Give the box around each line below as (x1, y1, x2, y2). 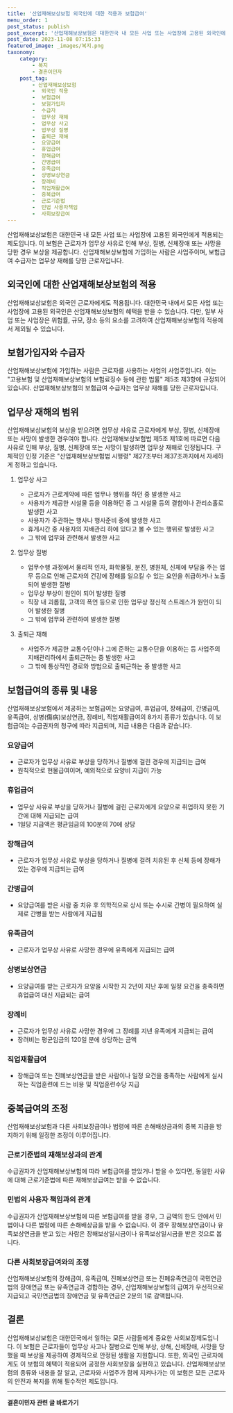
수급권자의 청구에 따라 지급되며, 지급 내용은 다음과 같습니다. (31, 722, 192, 729)
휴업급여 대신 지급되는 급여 (17, 991, 90, 999)
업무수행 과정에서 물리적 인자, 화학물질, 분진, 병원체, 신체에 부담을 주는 (27, 563, 218, 572)
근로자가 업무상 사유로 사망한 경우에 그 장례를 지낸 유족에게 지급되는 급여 (17, 1027, 214, 1035)
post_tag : (19, 74, 49, 82)
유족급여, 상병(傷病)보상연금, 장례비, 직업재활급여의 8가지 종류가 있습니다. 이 (7, 713, 214, 721)
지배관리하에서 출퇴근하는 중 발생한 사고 (27, 654, 136, 662)
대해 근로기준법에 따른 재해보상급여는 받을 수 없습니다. (14, 1175, 161, 1184)
